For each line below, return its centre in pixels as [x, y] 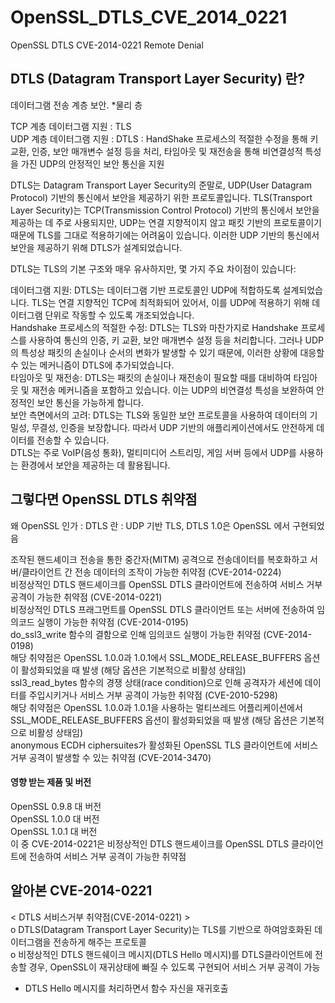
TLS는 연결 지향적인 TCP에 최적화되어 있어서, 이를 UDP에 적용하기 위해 [170, 302]
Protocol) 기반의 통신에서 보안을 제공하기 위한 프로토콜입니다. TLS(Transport [161, 197]
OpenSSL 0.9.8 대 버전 [56, 806]
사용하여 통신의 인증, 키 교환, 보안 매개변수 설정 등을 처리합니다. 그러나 [165, 340]
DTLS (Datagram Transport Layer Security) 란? [157, 79]
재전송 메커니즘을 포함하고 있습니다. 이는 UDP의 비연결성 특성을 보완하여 [173, 390]
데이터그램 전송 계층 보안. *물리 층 [76, 105]
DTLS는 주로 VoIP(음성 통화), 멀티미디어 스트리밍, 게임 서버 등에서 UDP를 [153, 452]
